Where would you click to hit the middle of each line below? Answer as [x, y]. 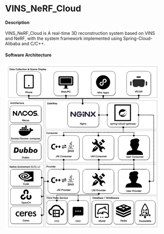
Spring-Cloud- [138, 39]
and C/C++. [33, 44]
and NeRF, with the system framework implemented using [64, 39]
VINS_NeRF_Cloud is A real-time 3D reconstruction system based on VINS [80, 33]
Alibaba [13, 44]
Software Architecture [28, 55]
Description [17, 22]
